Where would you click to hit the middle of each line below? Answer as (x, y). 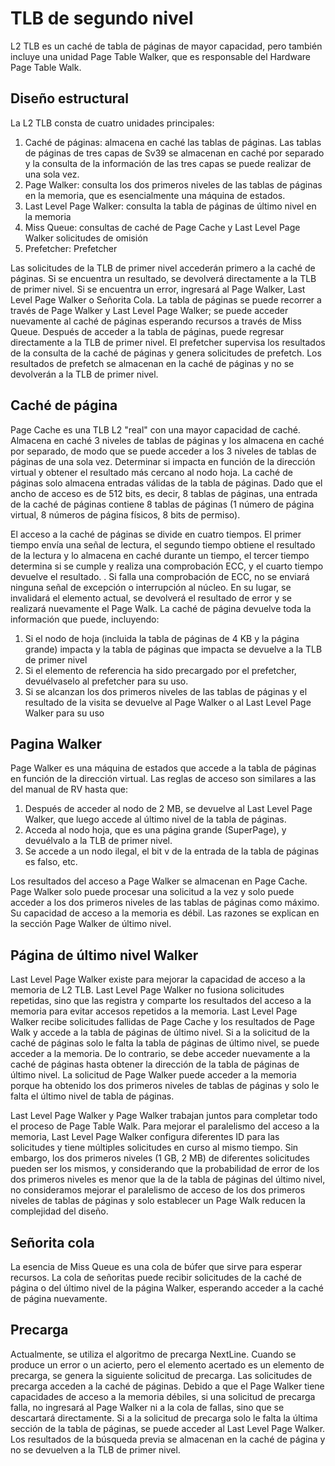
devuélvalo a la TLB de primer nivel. (98, 841)
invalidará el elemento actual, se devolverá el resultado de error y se (151, 598)
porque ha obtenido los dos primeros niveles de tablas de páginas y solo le (165, 1086)
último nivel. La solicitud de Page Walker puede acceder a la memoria (153, 1075)
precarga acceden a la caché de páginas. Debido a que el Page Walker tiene (167, 1386)
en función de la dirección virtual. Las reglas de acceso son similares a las (163, 779)
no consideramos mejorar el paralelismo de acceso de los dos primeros (158, 1190)
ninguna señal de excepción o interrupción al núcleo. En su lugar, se (151, 587)
